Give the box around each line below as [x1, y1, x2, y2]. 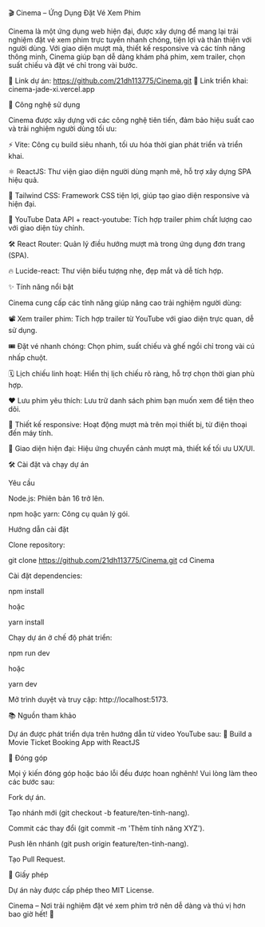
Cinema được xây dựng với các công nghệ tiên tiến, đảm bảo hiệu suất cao [8, 116, 255, 125]
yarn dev [8, 679, 38, 688]
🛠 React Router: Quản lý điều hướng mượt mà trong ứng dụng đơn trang [8, 240, 246, 248]
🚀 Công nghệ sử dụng [8, 100, 81, 109]
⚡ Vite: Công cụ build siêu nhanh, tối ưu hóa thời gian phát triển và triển [8, 140, 243, 149]
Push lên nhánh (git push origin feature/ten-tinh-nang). [8, 839, 189, 848]
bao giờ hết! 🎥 [8, 909, 54, 918]
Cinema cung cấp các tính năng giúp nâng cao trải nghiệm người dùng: [8, 298, 242, 307]
